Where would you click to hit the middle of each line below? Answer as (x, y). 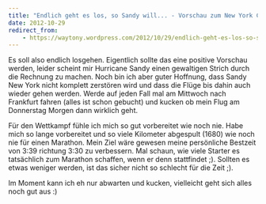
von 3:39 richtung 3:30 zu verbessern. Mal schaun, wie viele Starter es (124, 151)
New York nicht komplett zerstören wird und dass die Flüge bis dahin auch (129, 85)
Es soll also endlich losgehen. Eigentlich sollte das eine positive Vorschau (128, 60)
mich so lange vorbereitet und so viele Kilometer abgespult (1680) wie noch (131, 134)
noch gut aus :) (33, 191)
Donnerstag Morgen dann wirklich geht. (73, 111)
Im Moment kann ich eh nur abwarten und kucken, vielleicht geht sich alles (130, 183)
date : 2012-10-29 (37, 23)
